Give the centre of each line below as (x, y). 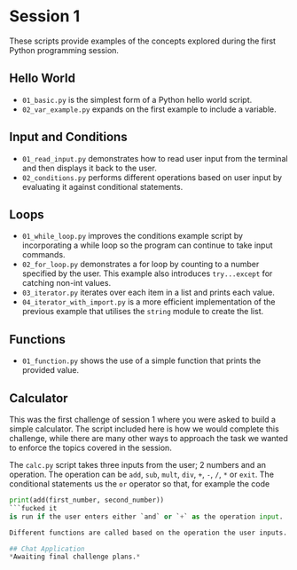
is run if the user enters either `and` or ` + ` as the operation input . (146, 517)
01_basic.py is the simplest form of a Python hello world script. (137, 99)
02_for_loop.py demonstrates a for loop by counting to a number (141, 265)
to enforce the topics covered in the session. (91, 447)
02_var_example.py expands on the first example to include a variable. (149, 109)
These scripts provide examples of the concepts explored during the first (143, 41)
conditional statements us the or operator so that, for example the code (140, 484)
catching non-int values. (66, 283)
